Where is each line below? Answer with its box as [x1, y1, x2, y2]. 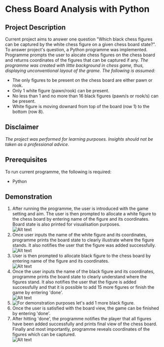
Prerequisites [5, 155, 47, 164]
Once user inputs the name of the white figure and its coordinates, [12, 232, 147, 238]
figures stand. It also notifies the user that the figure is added [12, 279, 136, 285]
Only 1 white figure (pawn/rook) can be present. [12, 88, 110, 93]
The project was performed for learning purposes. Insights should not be [5, 136, 154, 142]
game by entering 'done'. [12, 290, 63, 296]
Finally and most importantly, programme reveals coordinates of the [12, 326, 150, 332]
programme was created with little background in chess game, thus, [5, 63, 144, 68]
